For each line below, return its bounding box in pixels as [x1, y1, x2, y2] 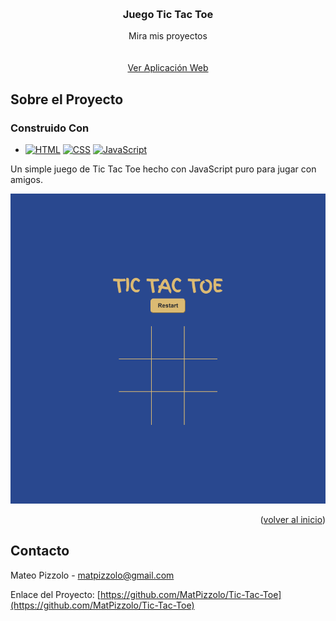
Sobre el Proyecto [10, 91, 124, 108]
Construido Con [10, 121, 90, 135]
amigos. [10, 173, 43, 185]
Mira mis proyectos [128, 30, 208, 42]
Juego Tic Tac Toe [122, 7, 214, 21]
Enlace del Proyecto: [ [10, 588, 101, 600]
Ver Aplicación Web [127, 62, 209, 74]
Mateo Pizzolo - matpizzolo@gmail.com [10, 569, 175, 581]
